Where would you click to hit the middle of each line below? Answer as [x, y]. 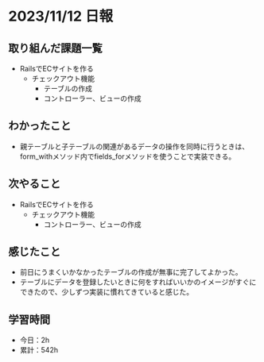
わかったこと [40, 126]
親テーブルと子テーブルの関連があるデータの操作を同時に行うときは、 [134, 146]
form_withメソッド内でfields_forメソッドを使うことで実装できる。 [128, 156]
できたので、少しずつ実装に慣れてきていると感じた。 [107, 292]
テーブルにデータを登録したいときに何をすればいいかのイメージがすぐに [138, 282]
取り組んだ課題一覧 [55, 48]
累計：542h [39, 350]
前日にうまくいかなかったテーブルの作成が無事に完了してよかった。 [131, 272]
